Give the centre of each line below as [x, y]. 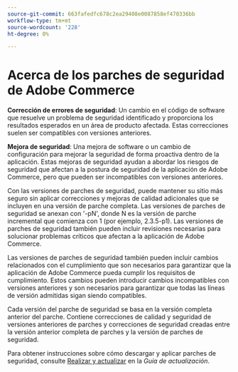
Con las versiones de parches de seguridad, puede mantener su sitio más [115, 191]
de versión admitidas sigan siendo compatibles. [77, 296]
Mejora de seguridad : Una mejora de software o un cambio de [99, 147]
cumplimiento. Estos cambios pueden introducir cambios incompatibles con [118, 280]
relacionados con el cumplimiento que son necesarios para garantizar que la [119, 265]
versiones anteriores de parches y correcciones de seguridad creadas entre [119, 324]
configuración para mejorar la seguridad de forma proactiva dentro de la [113, 155]
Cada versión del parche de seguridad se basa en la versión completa [110, 309]
